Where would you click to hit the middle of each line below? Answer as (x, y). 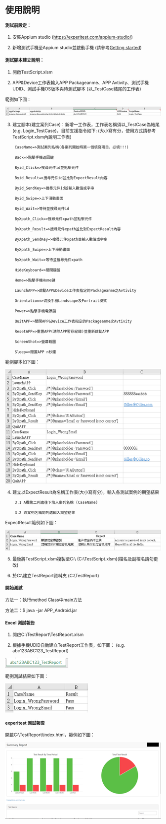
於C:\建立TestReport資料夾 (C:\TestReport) (56, 575)
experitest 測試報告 (25, 723)
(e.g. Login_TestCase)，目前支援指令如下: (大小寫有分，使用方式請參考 (84, 131)
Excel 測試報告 (20, 622)
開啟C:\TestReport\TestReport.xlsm (48, 635)
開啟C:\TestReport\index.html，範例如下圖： (50, 735)
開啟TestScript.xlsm (32, 72)
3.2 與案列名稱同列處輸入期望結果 (45, 513)
